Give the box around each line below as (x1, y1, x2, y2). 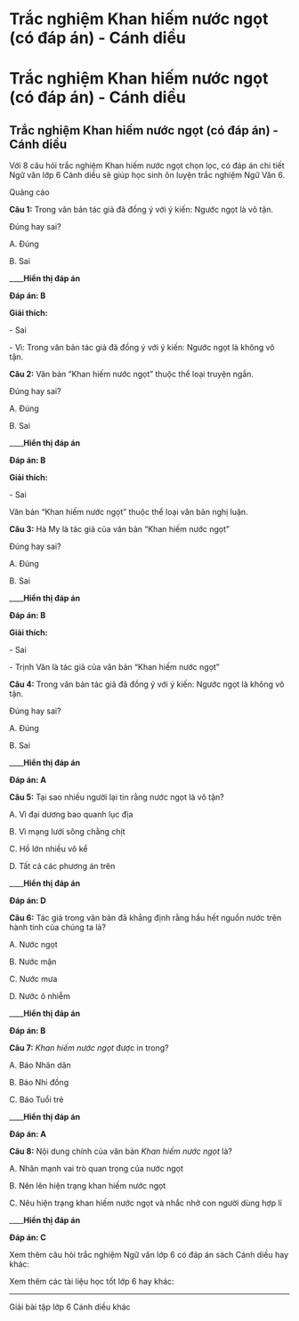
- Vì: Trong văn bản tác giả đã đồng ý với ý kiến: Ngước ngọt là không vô (9, 342, 275, 353)
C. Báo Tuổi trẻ (9, 1094, 64, 1105)
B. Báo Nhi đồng (9, 1077, 69, 1088)
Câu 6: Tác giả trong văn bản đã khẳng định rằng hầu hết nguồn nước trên (9, 913, 282, 923)
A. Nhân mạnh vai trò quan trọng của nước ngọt (9, 1164, 184, 1174)
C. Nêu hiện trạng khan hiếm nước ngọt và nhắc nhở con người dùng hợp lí (9, 1197, 282, 1209)
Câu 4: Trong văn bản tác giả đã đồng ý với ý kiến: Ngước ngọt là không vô (9, 679, 285, 689)
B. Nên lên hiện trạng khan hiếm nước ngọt (9, 1180, 166, 1191)
